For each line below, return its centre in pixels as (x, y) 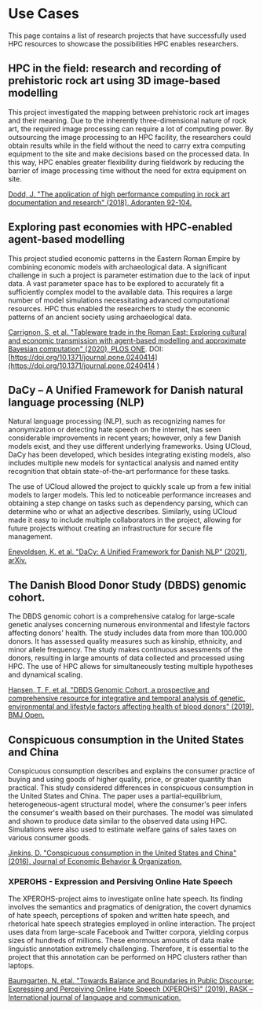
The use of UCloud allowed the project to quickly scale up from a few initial (130, 487)
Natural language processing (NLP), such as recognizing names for (117, 421)
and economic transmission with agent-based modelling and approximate (127, 340)
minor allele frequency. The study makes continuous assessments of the (126, 650)
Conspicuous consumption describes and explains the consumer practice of (131, 771)
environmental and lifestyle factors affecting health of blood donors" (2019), (131, 707)
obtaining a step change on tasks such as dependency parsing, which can (128, 503)
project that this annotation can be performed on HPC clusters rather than (128, 957)
